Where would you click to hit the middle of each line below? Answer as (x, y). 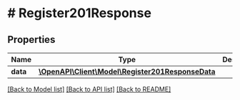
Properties (31, 40)
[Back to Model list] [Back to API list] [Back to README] (89, 89)
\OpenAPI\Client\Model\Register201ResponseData (127, 71)
